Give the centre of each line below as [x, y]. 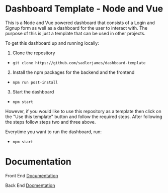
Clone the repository [34, 53]
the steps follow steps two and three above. [51, 122]
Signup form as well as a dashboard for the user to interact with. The [76, 28]
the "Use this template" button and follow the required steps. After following [84, 117]
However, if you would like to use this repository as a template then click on [83, 111]
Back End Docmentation [30, 185]
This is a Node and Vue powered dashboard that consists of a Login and [80, 23]
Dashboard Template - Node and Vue [84, 9]
